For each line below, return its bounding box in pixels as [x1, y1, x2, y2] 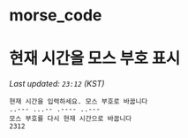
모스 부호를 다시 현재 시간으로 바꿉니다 [9, 114, 132, 124]
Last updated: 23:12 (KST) [9, 79, 105, 89]
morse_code [9, 5, 102, 26]
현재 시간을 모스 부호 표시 [9, 49, 181, 69]
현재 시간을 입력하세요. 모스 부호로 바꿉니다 [9, 97, 148, 106]
